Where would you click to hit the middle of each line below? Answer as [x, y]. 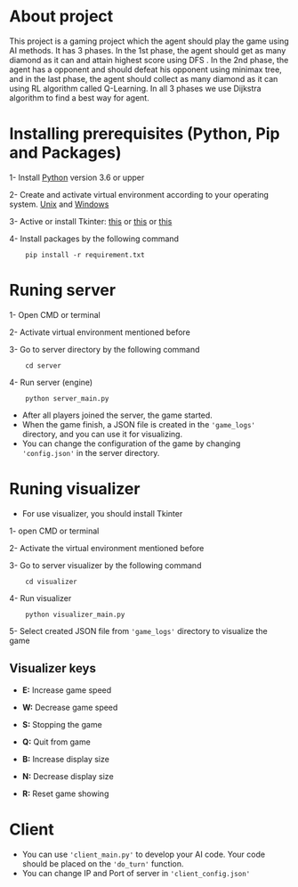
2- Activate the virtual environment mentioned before [107, 548]
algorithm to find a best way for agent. [79, 98]
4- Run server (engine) [51, 382]
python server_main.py [67, 398]
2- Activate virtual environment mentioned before [100, 332]
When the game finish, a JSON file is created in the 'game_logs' [139, 424]
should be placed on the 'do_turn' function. [103, 863]
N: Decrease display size [68, 776]
